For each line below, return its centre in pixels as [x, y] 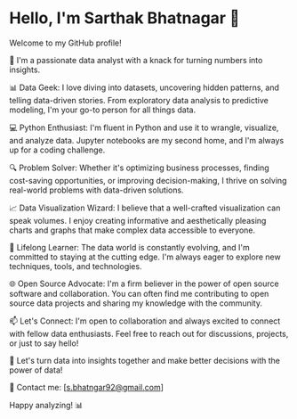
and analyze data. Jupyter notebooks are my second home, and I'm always [147, 140]
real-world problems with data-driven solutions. [96, 190]
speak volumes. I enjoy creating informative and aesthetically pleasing [138, 220]
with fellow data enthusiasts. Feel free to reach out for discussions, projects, [149, 333]
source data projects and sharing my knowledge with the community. [136, 303]
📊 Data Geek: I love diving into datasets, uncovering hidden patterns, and [144, 87]
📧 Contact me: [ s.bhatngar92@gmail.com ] [87, 387]
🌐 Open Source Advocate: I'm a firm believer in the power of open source [144, 283]
